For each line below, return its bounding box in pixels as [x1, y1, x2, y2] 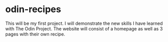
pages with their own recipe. [5, 31, 65, 37]
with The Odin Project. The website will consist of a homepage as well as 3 [5, 25, 163, 31]
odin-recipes [5, 4, 61, 15]
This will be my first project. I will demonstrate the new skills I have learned [5, 20, 163, 26]
